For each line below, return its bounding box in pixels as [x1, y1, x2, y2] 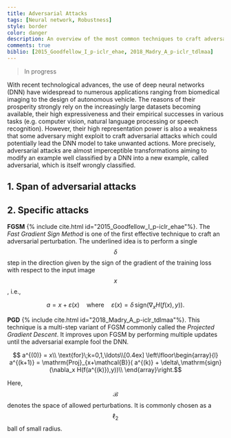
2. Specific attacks [7, 204, 89, 216]
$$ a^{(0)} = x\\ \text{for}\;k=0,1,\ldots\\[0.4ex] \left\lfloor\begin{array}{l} [12, 351, 219, 359]
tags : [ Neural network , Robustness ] [7, 17, 112, 23]
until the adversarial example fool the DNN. [7, 338, 129, 346]
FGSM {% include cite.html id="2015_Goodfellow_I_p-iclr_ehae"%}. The [7, 223, 210, 231]
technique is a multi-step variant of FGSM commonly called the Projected [7, 322, 215, 331]
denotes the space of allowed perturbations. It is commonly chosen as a [7, 401, 212, 409]
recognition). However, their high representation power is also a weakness [7, 124, 218, 133]
